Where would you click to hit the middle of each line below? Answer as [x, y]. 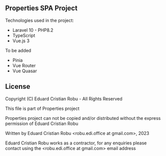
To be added [18, 50]
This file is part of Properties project [42, 108]
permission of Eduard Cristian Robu [42, 123]
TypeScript [24, 35]
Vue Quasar [25, 71]
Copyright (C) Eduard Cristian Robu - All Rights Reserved [64, 99]
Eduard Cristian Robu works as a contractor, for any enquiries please [76, 143]
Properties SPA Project [41, 8]
